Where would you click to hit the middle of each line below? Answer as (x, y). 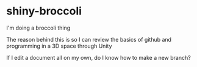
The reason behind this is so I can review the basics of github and (89, 39)
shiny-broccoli (44, 11)
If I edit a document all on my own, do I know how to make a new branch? (99, 57)
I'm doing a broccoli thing (38, 28)
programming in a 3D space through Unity (59, 46)
